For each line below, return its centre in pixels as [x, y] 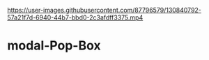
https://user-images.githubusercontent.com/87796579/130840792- [104, 10]
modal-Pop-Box [54, 46]
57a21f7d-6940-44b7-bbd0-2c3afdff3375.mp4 [75, 17]
